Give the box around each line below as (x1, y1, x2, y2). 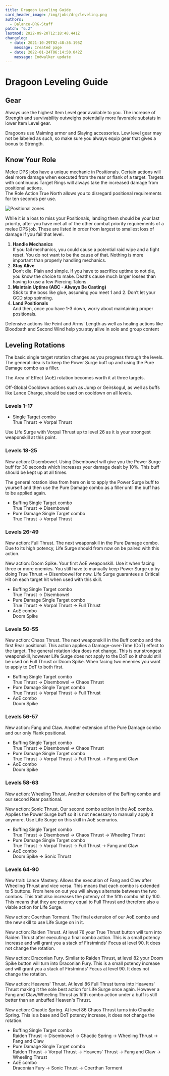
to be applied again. (5, 490, 46, 496)
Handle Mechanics (12, 241, 53, 248)
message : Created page (14, 45, 62, 50)
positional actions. (5, 185, 43, 191)
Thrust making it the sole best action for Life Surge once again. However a (5, 986, 160, 993)
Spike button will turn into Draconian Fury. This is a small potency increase (5, 960, 160, 966)
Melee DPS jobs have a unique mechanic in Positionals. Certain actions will (5, 169, 161, 175)
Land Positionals (12, 300, 48, 306)
